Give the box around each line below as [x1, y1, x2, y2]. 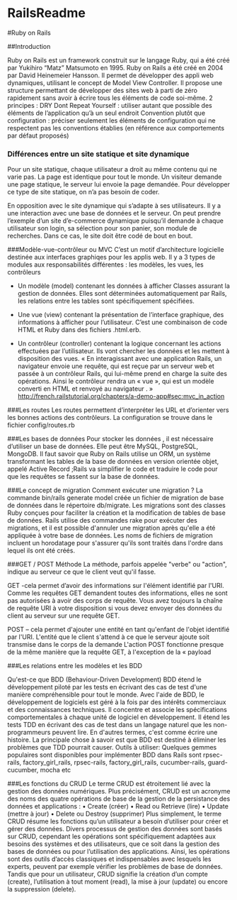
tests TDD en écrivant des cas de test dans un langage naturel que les [7, 721, 212, 729]
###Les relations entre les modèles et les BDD [7, 662, 143, 670]
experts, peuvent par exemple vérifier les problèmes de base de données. [7, 862, 223, 871]
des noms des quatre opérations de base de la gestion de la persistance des [7, 794, 231, 803]
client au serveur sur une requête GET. [7, 611, 120, 620]
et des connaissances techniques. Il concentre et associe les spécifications [7, 706, 228, 714]
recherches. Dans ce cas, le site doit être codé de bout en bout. [7, 232, 193, 240]
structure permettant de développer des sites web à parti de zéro [7, 86, 198, 94]
